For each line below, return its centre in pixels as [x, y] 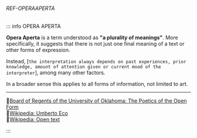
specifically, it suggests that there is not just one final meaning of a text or [95, 44]
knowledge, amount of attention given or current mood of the [84, 67]
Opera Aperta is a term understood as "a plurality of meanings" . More [92, 37]
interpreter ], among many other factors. [56, 73]
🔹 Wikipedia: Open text [33, 119]
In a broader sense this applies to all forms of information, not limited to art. [97, 84]
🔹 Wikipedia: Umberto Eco [37, 113]
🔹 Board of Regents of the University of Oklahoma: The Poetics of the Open [96, 101]
